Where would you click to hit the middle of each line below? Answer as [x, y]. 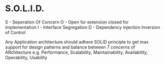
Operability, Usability [26, 57]
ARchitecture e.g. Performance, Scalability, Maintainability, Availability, [77, 52]
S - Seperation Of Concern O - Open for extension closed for [67, 22]
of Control [15, 32]
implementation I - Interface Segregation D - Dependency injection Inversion [82, 27]
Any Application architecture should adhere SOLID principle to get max [77, 42]
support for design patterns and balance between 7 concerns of [70, 47]
